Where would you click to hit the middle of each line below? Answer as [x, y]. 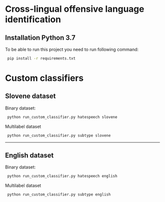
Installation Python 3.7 [40, 38]
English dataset [29, 156]
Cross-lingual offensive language [75, 9]
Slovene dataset [30, 96]
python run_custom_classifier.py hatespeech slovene [62, 117]
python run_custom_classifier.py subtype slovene [59, 135]
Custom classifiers [44, 78]
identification [33, 19]
